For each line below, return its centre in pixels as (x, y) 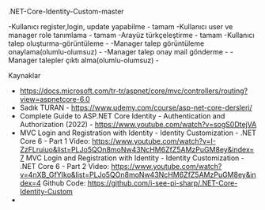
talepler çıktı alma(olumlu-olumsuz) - (99, 60)
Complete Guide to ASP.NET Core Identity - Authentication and (122, 116)
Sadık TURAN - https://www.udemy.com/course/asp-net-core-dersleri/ (136, 107)
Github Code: (64, 183)
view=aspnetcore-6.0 (55, 99)
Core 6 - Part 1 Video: (55, 141)
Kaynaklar (25, 75)
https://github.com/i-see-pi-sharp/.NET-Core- (163, 183)
